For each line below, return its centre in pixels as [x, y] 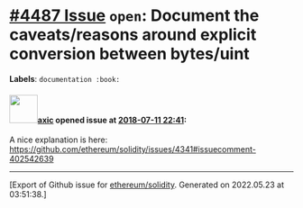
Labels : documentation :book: [65, 78]
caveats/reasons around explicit [133, 35]
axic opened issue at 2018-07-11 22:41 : [112, 120]
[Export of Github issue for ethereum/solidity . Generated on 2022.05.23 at [147, 185]
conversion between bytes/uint [129, 54]
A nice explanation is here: [59, 140]
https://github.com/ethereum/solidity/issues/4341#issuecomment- [133, 149]
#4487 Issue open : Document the [134, 16]
